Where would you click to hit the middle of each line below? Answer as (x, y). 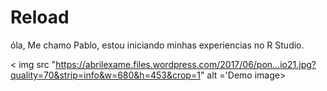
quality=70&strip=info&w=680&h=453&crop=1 (105, 75)
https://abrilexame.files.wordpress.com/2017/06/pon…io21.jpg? (186, 64)
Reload (40, 17)
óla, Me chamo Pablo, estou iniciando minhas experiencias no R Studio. (157, 45)
